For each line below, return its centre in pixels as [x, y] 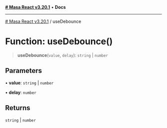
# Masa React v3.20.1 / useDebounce [43, 21]
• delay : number [21, 92]
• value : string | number [29, 83]
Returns [18, 108]
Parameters [24, 71]
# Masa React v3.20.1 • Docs [36, 7]
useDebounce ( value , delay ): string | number [63, 55]
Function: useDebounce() [59, 41]
